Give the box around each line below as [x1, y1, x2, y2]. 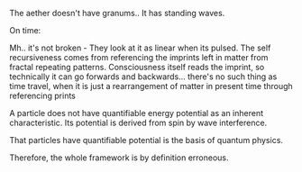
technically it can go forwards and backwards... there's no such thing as [9, 71, 278, 82]
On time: [9, 25, 41, 35]
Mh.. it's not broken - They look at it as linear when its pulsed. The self [9, 42, 271, 53]
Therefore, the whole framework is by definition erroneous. [9, 152, 229, 163]
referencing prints [9, 90, 77, 101]
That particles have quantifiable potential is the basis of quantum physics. [9, 135, 284, 145]
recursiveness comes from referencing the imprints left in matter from [9, 52, 269, 62]
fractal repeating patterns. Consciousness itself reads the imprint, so [9, 62, 265, 72]
